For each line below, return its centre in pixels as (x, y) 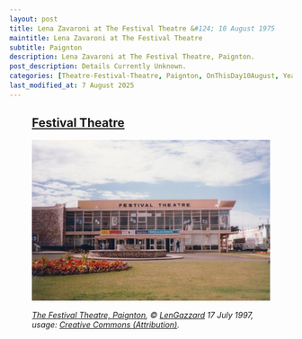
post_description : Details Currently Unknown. (98, 67)
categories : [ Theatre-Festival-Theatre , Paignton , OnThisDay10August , (144, 76)
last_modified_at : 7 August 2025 (72, 85)
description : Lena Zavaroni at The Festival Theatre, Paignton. (132, 57)
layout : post (34, 19)
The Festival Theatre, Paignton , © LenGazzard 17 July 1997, (143, 316)
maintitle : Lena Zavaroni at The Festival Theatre (106, 38)
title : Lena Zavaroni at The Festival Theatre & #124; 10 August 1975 (142, 28)
